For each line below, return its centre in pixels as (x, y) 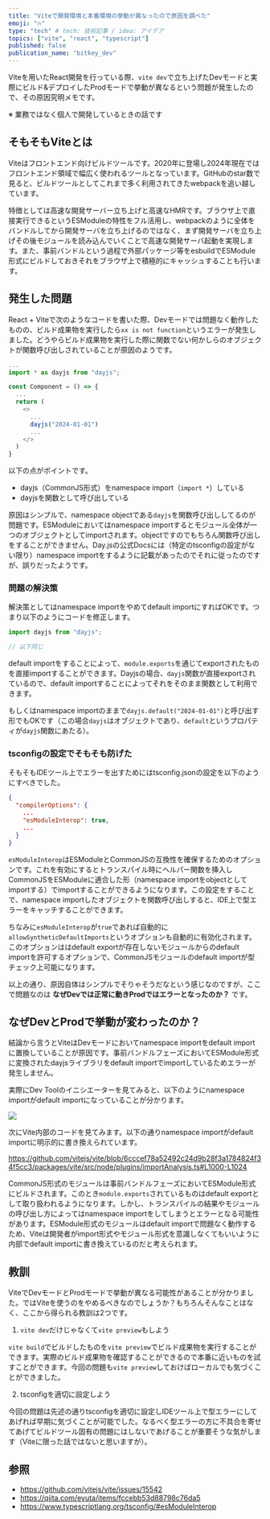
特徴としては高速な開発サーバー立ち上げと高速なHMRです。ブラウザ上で (129, 210)
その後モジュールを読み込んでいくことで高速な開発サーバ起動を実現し (131, 240)
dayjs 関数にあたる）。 (58, 731)
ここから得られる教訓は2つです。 (77, 1313)
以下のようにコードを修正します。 (78, 617)
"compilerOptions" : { (52, 806)
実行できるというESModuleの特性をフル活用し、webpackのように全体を (135, 220)
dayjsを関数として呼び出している (74, 498)
